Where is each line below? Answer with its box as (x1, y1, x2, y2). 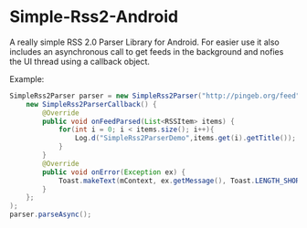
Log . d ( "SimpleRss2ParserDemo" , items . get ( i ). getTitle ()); (74, 134, 297, 143)
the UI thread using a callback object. (9, 56, 151, 67)
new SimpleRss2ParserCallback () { (26, 99, 157, 109)
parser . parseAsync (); (9, 210, 92, 220)
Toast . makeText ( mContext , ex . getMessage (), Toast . (58, 176, 256, 185)
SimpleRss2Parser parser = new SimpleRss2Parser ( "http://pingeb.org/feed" (9, 91, 301, 100)
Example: (9, 73, 45, 84)
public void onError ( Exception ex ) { (42, 167, 185, 177)
